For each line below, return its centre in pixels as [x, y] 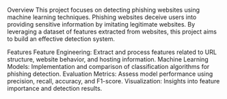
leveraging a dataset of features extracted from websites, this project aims [112, 31]
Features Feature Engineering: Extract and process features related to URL [112, 52]
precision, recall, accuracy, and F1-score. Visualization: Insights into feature [113, 81]
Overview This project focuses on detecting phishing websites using [104, 10]
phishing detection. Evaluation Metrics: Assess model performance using [110, 74]
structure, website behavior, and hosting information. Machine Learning [108, 59]
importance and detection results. [55, 88]
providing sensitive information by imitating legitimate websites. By [101, 24]
